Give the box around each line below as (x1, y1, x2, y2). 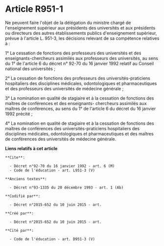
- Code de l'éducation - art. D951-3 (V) (9, 237, 95, 242)
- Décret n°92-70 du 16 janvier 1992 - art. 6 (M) (9, 164, 115, 168)
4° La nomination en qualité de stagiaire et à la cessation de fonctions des (5, 120, 154, 126)
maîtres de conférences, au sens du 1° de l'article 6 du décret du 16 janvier (5, 106, 156, 111)
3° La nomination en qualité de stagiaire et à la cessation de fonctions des (5, 95, 154, 101)
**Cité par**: (5, 228, 34, 233)
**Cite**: (5, 155, 25, 160)
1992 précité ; (5, 110, 33, 116)
